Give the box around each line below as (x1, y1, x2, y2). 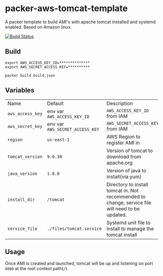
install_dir (7, 197, 35, 202)
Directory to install (106, 181, 148, 188)
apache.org (106, 159, 132, 166)
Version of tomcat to (106, 147, 153, 154)
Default (47, 100, 64, 107)
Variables (5, 86, 35, 94)
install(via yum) (106, 173, 142, 180)
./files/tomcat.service (47, 226, 102, 231)
